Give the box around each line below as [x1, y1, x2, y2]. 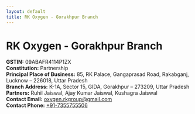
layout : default [6, 8, 46, 15]
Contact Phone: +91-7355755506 [6, 102, 88, 109]
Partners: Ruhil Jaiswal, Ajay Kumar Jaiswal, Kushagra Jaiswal [6, 89, 158, 96]
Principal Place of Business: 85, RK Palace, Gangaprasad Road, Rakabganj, [6, 71, 189, 78]
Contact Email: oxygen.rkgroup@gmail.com [6, 96, 112, 103]
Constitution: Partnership [6, 65, 69, 72]
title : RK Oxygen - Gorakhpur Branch [6, 14, 98, 20]
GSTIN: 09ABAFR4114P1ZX [6, 58, 71, 65]
